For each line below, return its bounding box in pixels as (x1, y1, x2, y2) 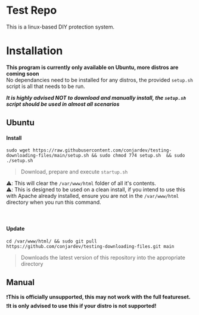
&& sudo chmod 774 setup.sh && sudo (91, 153, 185, 159)
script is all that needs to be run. (6, 83, 85, 90)
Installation (6, 44, 63, 58)
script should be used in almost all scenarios (6, 100, 120, 108)
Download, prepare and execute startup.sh (20, 168, 128, 175)
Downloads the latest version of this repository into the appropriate (20, 254, 186, 261)
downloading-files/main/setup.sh (6, 153, 89, 159)
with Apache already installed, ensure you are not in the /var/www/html (6, 193, 179, 200)
